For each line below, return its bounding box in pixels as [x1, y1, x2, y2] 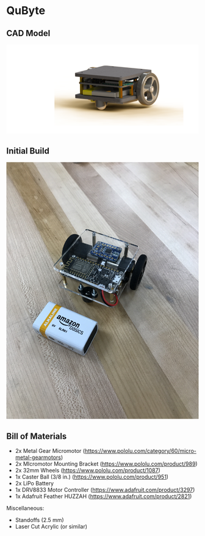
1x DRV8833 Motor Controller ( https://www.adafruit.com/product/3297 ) [15, 486, 195, 493]
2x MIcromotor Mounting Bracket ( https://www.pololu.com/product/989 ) [15, 460, 198, 468]
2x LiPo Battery [15, 479, 54, 486]
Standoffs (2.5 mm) [15, 516, 64, 523]
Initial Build [6, 145, 50, 156]
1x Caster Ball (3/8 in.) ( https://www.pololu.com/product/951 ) [15, 473, 169, 480]
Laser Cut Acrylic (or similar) [15, 523, 87, 530]
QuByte [6, 4, 46, 18]
